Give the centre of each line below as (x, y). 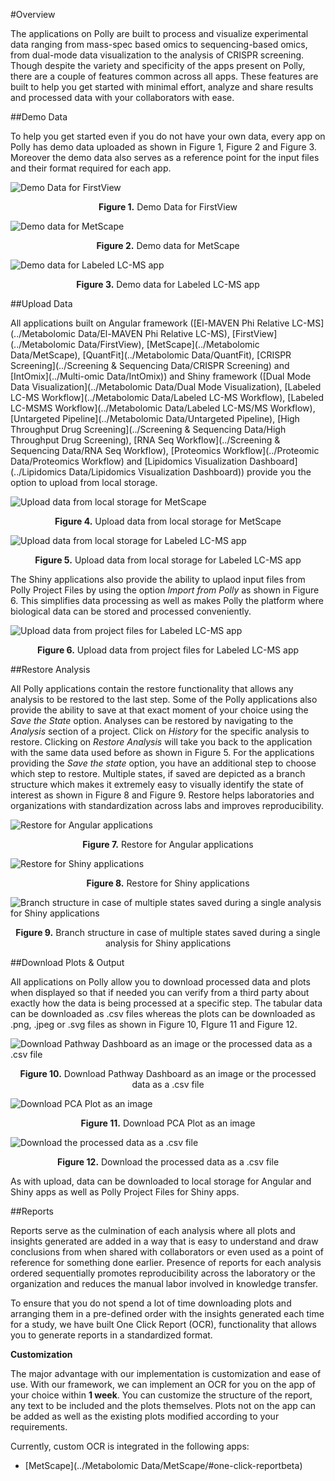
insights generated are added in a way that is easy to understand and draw (164, 1241)
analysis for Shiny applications (168, 943)
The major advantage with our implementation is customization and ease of (166, 1373)
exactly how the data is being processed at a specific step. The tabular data (166, 1003)
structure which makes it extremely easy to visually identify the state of (157, 784)
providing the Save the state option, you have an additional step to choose (163, 763)
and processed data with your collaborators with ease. (122, 97)
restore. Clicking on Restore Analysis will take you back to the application (161, 742)
